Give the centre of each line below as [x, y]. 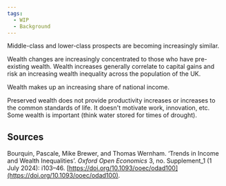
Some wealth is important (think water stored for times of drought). [102, 115]
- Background [32, 26]
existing [18, 67]
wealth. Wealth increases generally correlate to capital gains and [123, 67]
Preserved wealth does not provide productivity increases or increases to [111, 101]
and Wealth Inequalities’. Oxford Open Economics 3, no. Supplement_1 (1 [110, 161]
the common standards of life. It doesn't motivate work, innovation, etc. [109, 108]
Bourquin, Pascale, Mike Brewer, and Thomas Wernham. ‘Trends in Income [113, 154]
